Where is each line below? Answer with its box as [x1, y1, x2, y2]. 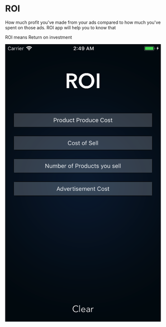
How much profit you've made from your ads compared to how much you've [5, 19, 161, 25]
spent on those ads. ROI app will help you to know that [5, 24, 116, 30]
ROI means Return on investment [5, 34, 73, 40]
